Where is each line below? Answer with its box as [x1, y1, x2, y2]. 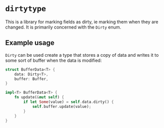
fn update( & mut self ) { [14, 95, 65, 100]
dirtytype [5, 4, 46, 14]
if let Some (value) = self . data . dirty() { [23, 99, 114, 104]
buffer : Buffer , [14, 76, 49, 81]
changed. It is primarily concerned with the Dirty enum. [5, 24, 122, 30]
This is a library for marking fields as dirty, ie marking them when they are [5, 19, 158, 25]
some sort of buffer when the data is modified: [5, 57, 102, 63]
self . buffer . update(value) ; [32, 104, 92, 109]
